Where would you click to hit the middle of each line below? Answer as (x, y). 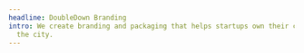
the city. (35, 34)
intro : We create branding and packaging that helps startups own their (149, 26)
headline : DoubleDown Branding (68, 18)
